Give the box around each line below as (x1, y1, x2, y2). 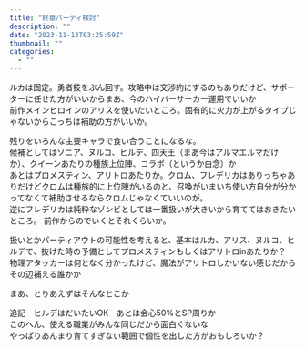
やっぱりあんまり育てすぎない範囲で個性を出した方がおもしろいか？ (9, 330, 265, 341)
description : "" (9, 22, 71, 31)
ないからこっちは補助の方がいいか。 (16, 116, 153, 127)
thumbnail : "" (9, 38, 64, 48)
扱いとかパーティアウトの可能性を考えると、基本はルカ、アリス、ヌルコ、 (9, 234, 288, 245)
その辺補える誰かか (9, 269, 82, 279)
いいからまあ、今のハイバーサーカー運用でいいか (72, 93, 257, 104)
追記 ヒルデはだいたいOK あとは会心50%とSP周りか (9, 307, 217, 318)
